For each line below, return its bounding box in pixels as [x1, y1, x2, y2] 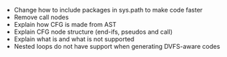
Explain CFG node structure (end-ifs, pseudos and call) [13, 27, 173, 36]
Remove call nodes [13, 13, 69, 21]
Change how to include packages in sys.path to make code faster [13, 6, 203, 14]
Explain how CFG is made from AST [13, 21, 117, 28]
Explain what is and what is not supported [13, 35, 135, 43]
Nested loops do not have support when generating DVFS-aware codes [13, 43, 221, 50]
